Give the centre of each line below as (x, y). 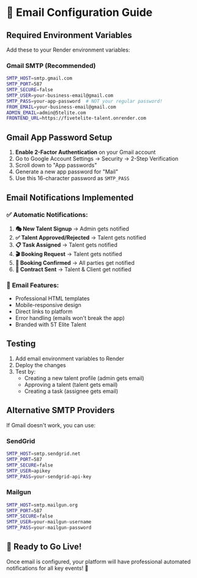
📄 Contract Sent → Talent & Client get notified (73, 269)
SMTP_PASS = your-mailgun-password (49, 528)
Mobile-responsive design (48, 305)
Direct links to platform (44, 311)
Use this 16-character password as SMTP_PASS (72, 178)
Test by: (25, 371)
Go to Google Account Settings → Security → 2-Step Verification (97, 159)
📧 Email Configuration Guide (80, 13)
